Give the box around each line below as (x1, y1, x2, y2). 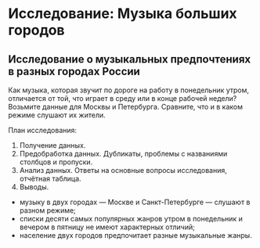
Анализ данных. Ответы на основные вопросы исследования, (19, 166, 227, 174)
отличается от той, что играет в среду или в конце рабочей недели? (8, 94, 237, 102)
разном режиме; (19, 206, 76, 215)
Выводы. (19, 182, 49, 192)
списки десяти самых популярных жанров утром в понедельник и (19, 214, 243, 223)
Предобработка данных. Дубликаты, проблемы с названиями (19, 149, 228, 158)
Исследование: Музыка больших (8, 5, 237, 23)
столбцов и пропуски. (19, 157, 93, 167)
